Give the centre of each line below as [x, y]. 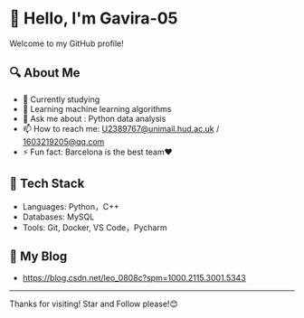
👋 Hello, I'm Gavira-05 [94, 19]
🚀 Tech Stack [47, 184]
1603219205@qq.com [63, 141]
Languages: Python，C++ [71, 206]
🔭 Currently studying [61, 99]
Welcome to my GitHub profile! [66, 43]
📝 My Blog [38, 256]
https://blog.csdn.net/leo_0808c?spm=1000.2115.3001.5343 [134, 278]
